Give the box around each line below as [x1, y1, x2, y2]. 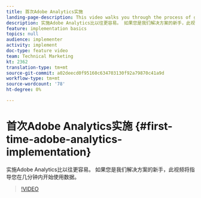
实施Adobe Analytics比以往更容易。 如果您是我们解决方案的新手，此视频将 [6, 166, 190, 173]
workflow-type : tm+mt [6, 75, 60, 81]
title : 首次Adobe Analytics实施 [6, 8, 84, 15]
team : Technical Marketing [6, 53, 74, 59]
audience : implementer [6, 36, 63, 42]
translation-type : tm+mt [6, 64, 68, 71]
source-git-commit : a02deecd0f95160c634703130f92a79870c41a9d [6, 70, 165, 76]
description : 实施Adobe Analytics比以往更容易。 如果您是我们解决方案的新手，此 [6, 20, 191, 26]
